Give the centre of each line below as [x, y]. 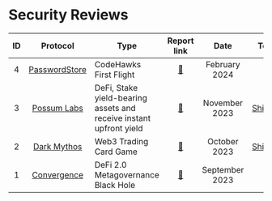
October [223, 141]
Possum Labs [57, 108]
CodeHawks [118, 64]
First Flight [115, 75]
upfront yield [119, 128]
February [223, 64]
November [223, 103]
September [223, 169]
